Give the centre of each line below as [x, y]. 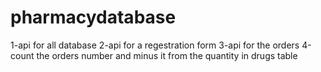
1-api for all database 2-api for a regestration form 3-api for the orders [155, 45]
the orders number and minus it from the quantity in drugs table [167, 55]
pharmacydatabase [93, 17]
